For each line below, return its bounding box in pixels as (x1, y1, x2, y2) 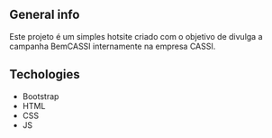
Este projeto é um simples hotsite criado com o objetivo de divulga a (9, 31, 263, 41)
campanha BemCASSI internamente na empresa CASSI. (9, 41, 216, 51)
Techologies (9, 67, 80, 82)
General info (9, 7, 80, 23)
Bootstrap (22, 90, 59, 102)
